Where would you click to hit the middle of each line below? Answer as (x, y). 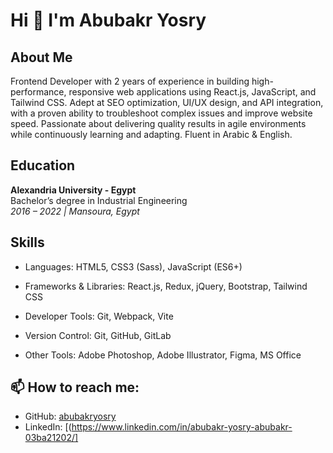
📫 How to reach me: (75, 387)
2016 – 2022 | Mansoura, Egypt (75, 211)
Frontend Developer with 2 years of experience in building (130, 81)
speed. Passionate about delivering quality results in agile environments (158, 123)
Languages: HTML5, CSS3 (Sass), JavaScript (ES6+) (133, 266)
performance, (38, 92)
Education (43, 165)
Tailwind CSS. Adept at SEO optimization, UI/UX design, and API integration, (167, 102)
